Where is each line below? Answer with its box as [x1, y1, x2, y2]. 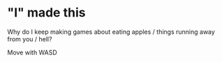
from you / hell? [7, 34, 52, 43]
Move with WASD [7, 48, 57, 56]
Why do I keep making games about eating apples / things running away [7, 28, 215, 36]
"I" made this [7, 5, 86, 21]
